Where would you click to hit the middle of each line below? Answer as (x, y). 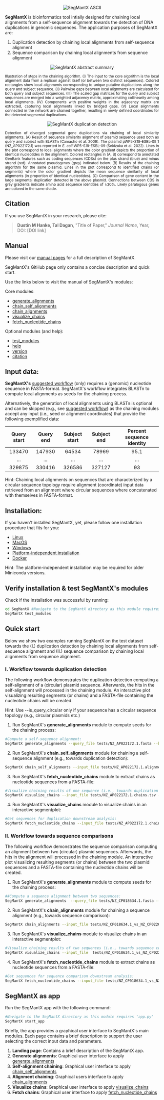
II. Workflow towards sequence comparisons (59, 836)
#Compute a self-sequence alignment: (43, 739)
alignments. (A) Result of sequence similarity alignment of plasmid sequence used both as (82, 137)
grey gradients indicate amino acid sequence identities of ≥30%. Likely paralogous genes (82, 184)
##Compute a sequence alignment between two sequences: (63, 896)
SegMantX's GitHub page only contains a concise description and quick (77, 267)
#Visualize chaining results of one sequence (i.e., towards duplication (82, 791)
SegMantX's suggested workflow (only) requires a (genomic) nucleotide (78, 384)
